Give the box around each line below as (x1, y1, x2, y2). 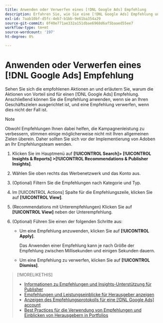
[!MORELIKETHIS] (16, 271, 53, 278)
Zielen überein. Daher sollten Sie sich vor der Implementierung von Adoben (5, 136, 155, 142)
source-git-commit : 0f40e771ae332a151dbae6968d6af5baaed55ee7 (5, 20, 133, 26)
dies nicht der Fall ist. (5, 107, 48, 113)
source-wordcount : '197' (5, 30, 55, 35)
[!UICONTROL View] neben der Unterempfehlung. (12, 209, 113, 215)
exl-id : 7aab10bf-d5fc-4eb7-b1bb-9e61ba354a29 (5, 16, 101, 21)
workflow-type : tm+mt (5, 25, 49, 30)
